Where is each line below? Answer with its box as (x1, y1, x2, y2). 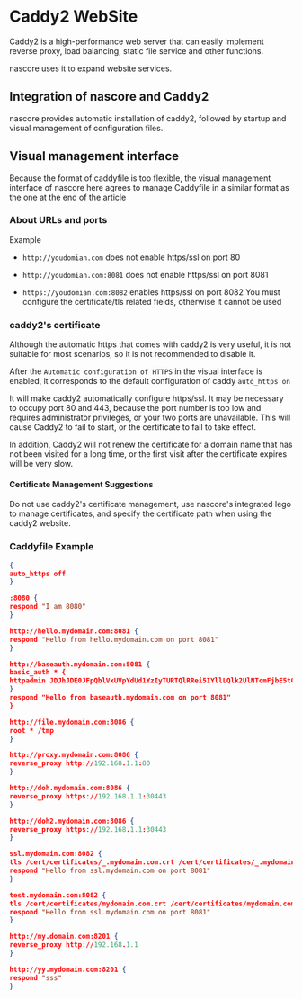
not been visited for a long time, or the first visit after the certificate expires (9, 449, 288, 459)
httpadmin (9, 676, 47, 685)
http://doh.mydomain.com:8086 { (9, 784, 130, 793)
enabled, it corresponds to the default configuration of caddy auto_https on (9, 376, 290, 387)
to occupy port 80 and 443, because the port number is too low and (9, 403, 262, 414)
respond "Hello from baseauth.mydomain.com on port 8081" (9, 693, 231, 702)
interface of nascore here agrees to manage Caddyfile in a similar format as (9, 182, 289, 192)
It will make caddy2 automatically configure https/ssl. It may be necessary (9, 393, 285, 404)
